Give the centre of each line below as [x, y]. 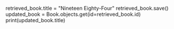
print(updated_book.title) [35, 20]
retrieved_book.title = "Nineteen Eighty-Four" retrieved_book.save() [87, 8]
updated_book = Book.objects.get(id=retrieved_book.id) [73, 14]
